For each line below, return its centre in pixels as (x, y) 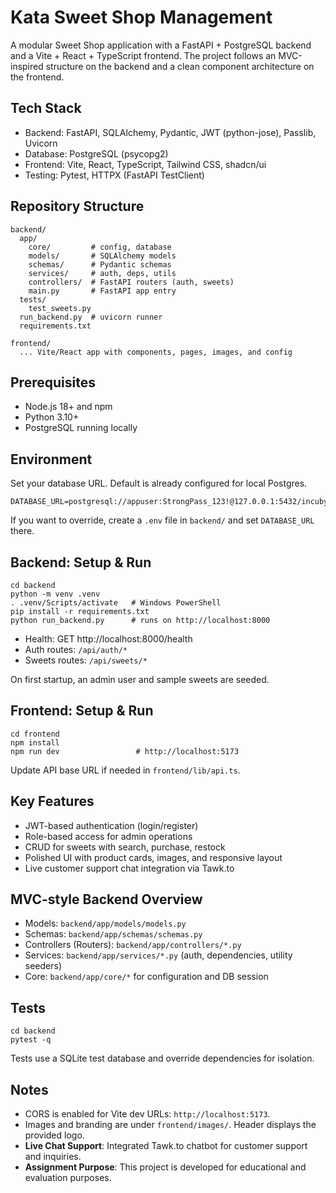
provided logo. (54, 1135)
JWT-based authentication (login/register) (111, 825)
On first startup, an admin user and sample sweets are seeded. (140, 679)
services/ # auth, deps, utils (102, 273)
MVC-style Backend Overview (106, 899)
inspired (27, 66)
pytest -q (31, 1040)
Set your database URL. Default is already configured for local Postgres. (159, 483)
